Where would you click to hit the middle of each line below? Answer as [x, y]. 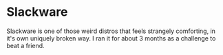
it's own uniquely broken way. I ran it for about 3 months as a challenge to [111, 38]
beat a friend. [26, 45]
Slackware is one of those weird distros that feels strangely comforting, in [111, 31]
